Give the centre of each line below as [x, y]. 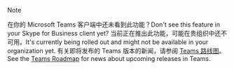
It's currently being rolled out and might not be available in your [117, 42]
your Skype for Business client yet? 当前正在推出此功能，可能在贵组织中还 [114, 33]
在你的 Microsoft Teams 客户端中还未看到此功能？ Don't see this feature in [114, 24]
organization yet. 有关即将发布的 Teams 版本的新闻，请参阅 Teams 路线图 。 [116, 51]
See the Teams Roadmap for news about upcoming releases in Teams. [109, 58]
